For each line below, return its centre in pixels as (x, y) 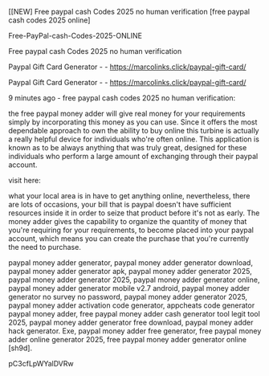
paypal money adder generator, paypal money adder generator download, (130, 263)
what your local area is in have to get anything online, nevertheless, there (129, 196)
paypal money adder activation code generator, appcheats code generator (132, 305)
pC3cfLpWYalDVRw (41, 364)
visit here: (25, 180)
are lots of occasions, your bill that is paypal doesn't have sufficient (120, 204)
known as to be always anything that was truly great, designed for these (128, 147)
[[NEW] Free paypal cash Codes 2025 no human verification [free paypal (129, 12)
